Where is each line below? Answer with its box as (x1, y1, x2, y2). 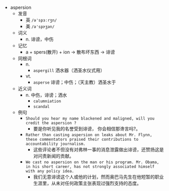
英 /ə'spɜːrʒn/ (25, 17, 58, 23)
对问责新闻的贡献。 (33, 153, 74, 159)
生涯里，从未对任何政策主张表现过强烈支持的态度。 (33, 180, 142, 186)
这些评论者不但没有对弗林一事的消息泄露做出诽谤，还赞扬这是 (33, 146, 164, 152)
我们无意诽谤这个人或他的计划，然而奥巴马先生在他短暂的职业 (33, 174, 164, 180)
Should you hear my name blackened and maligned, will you (25, 116, 155, 121)
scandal (33, 104, 50, 109)
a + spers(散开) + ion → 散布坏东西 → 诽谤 (25, 49, 116, 55)
